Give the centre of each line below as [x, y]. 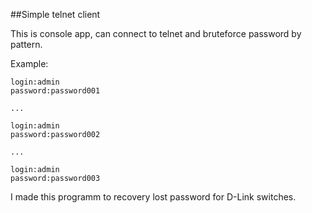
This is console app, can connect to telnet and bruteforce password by [156, 33]
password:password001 [55, 91]
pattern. [26, 44]
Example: [29, 63]
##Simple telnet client [55, 14]
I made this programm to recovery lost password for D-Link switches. [153, 197]
